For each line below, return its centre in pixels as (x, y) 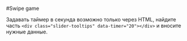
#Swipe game (23, 8)
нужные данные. (27, 32)
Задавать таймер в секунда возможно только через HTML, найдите (91, 19)
